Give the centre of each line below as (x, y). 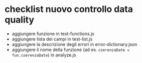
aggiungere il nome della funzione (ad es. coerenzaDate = (71, 49)
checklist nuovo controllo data (69, 9)
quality (19, 20)
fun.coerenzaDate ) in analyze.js (44, 55)
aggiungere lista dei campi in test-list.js (52, 39)
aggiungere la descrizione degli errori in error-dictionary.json (74, 44)
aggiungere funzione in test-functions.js (53, 33)
